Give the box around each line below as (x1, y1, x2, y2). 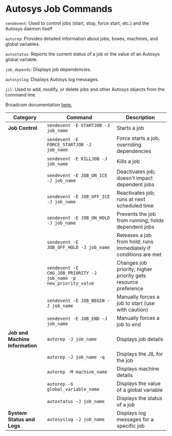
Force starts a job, (117, 135, 160, 142)
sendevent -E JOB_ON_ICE (47, 173, 107, 178)
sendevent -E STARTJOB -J (47, 122, 110, 128)
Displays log (117, 409, 146, 416)
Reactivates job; (117, 189, 155, 196)
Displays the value (117, 380, 161, 387)
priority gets (117, 272, 146, 279)
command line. (5, 91, 37, 98)
